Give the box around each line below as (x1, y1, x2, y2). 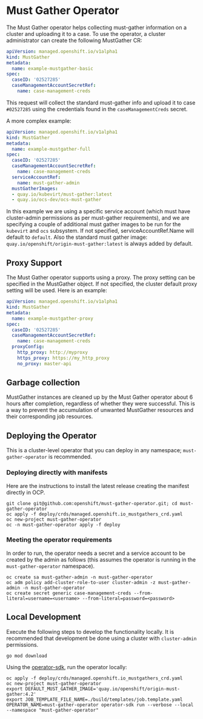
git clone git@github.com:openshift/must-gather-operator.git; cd (6, 500, 178, 506)
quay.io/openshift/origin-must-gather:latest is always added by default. (6, 240, 193, 247)
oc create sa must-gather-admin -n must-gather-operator (6, 574, 153, 580)
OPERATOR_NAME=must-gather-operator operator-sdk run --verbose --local (6, 701, 194, 708)
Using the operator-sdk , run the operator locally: (6, 663, 127, 670)
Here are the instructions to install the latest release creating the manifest (6, 482, 190, 489)
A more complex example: (6, 117, 72, 125)
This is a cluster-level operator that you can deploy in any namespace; (6, 447, 182, 454)
